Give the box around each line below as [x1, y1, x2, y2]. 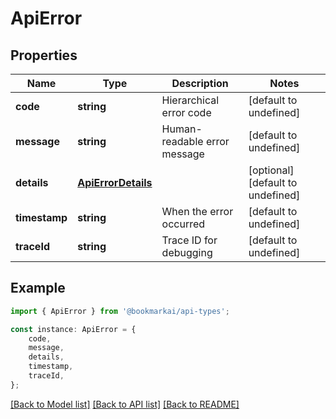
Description [171, 77, 229, 90]
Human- [161, 122, 203, 136]
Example [10, 280, 66, 297]
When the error [161, 205, 234, 218]
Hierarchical [161, 93, 220, 107]
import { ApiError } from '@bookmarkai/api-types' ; [10, 306, 230, 316]
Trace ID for [161, 233, 218, 247]
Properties [10, 47, 78, 64]
